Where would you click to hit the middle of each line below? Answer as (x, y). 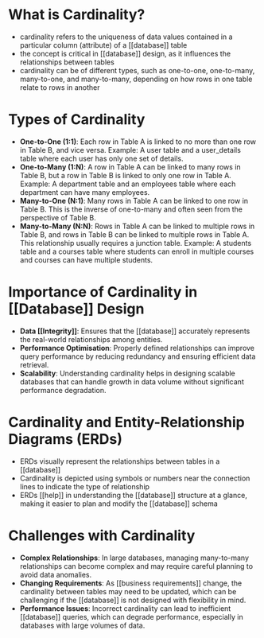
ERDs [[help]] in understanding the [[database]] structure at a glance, (134, 495)
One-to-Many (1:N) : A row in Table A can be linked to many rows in (130, 167)
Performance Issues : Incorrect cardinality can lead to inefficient (125, 608)
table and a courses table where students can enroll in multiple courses (137, 251)
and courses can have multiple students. (86, 259)
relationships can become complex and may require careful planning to (136, 566)
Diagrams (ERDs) (66, 439)
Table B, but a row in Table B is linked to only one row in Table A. (126, 175)
